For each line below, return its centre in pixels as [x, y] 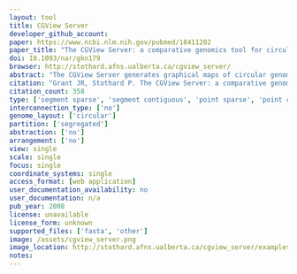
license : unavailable [49, 214]
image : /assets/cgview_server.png [73, 240]
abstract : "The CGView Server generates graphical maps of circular [138, 75]
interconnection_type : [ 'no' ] [65, 108]
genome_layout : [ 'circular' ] [63, 116]
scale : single [35, 157]
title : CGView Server [49, 26]
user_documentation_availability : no [79, 190]
